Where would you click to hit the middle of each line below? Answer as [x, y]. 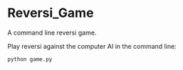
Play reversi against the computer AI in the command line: [92, 46]
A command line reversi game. [52, 33]
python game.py [30, 59]
